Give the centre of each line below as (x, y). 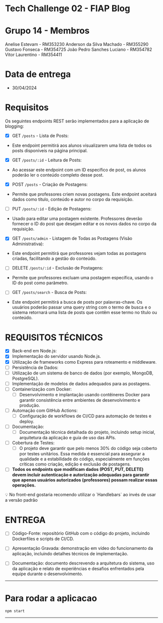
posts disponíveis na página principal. (50, 151)
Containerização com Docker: (42, 389)
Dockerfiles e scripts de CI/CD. (43, 539)
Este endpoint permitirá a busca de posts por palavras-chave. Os (77, 302)
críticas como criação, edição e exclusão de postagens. (75, 464)
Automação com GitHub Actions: (45, 410)
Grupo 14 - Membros (47, 31)
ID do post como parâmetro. (40, 283)
